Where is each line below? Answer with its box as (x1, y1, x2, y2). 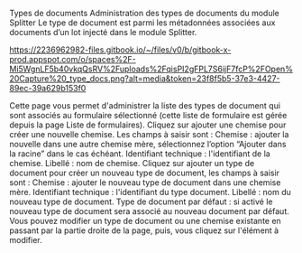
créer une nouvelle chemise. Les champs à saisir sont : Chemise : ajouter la (9, 129, 289, 139)
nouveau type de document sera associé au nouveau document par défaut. (9, 206, 290, 216)
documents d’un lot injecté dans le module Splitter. (9, 27, 197, 37)
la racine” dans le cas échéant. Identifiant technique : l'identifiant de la (9, 148, 270, 159)
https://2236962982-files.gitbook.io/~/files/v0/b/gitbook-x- (9, 44, 232, 55)
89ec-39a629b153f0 (9, 83, 87, 93)
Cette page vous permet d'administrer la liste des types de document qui (9, 100, 281, 111)
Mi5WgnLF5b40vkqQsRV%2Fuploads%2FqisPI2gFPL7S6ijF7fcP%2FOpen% (9, 63, 293, 74)
